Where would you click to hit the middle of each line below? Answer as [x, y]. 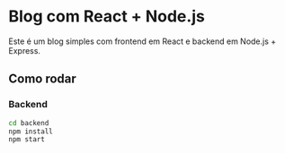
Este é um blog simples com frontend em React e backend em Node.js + [142, 41]
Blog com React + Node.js [107, 17]
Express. [25, 50]
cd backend [29, 123]
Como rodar [43, 79]
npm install [31, 132]
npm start [27, 140]
